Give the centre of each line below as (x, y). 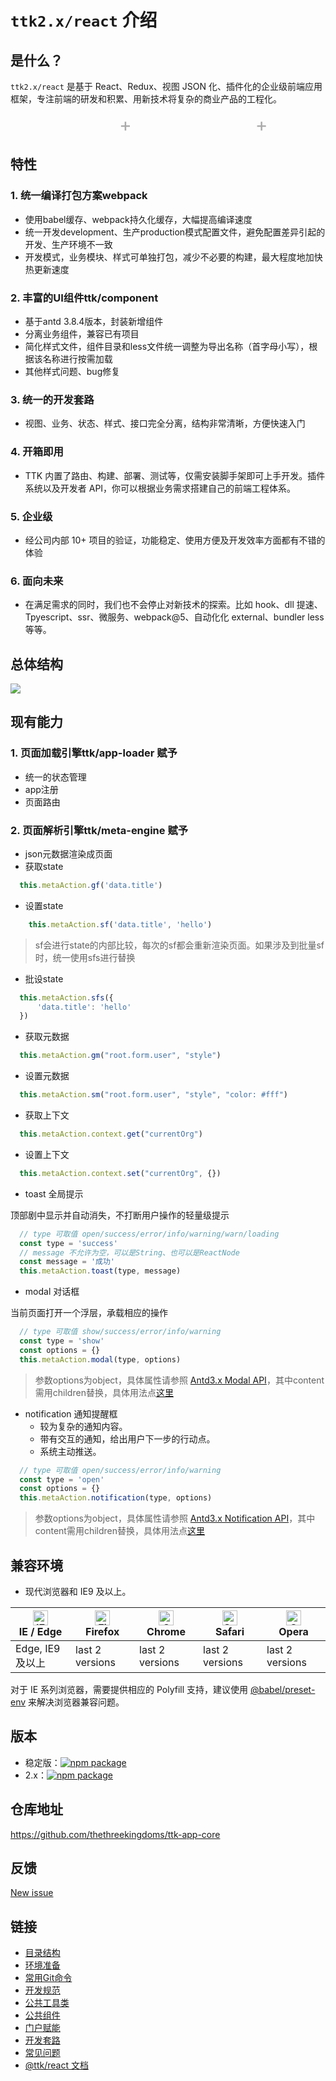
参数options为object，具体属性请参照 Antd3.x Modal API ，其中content (179, 1380)
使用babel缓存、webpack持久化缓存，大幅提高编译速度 (138, 219)
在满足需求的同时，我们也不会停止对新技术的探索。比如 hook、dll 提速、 (173, 605)
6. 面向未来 (37, 581)
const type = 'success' (68, 1243)
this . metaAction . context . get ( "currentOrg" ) (111, 1134)
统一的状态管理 (55, 777)
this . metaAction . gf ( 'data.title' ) (91, 885)
